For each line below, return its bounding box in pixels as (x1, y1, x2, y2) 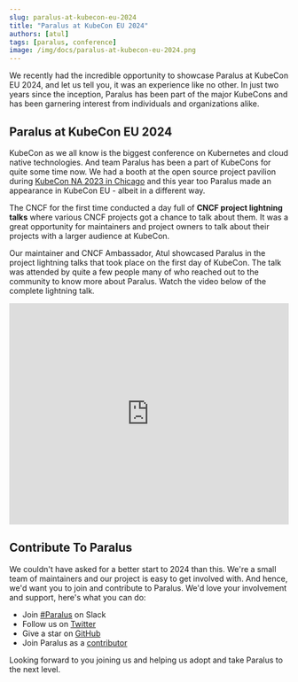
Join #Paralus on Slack (21, 608, 106, 620)
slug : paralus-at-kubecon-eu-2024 (9, 12, 137, 22)
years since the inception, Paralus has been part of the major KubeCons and (9, 89, 288, 100)
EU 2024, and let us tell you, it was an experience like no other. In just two (9, 80, 279, 90)
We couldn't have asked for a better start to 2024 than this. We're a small (9, 563, 277, 574)
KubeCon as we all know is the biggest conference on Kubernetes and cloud (9, 147, 289, 158)
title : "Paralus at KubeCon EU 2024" (9, 21, 149, 30)
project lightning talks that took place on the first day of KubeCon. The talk (9, 257, 282, 267)
